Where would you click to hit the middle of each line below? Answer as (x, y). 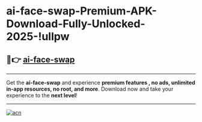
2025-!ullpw (38, 37)
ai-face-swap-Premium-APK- (82, 11)
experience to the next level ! (42, 95)
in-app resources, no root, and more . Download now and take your (90, 89)
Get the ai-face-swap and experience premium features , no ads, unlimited (101, 83)
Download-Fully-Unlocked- (76, 24)
